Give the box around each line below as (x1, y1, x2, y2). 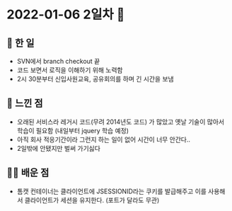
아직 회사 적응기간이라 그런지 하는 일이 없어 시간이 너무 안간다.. (16, 135, 191, 144)
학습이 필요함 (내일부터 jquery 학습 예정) (16, 126, 129, 135)
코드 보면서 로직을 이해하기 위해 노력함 (16, 66, 123, 74)
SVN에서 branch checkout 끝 (16, 57, 100, 65)
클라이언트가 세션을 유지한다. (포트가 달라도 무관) (24, 195, 160, 204)
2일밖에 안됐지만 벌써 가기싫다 (16, 144, 100, 152)
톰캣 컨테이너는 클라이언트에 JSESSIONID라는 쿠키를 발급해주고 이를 (16, 187, 207, 195)
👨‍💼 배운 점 (6, 167, 50, 179)
